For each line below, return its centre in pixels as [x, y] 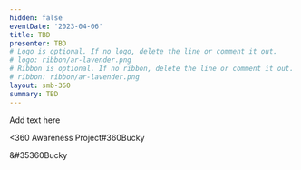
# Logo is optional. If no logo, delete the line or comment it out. [144, 52]
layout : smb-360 [40, 85]
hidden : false [36, 18]
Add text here [35, 120]
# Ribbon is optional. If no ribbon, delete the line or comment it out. [152, 69]
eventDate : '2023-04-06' [56, 26]
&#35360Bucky [39, 155]
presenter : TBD [38, 43]
